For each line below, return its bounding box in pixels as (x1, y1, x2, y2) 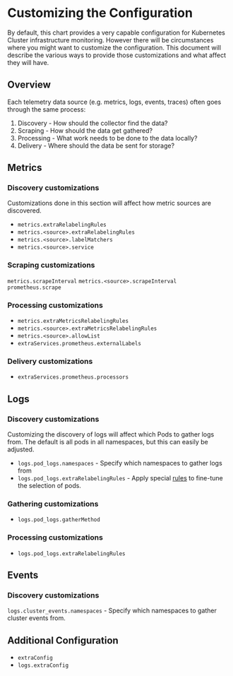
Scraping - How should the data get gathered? (17, 126, 153, 135)
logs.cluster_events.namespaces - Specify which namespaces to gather (7, 606, 217, 615)
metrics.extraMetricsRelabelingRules (17, 318, 129, 325)
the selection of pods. (17, 482, 81, 490)
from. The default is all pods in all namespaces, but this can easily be (7, 438, 208, 446)
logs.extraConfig (17, 662, 69, 669)
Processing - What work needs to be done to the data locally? (17, 134, 198, 142)
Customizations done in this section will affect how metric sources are (7, 199, 212, 208)
